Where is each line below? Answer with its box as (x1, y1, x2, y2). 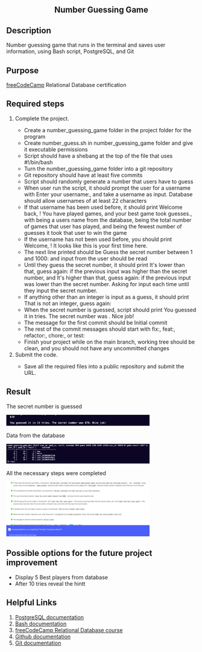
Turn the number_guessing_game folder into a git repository (24, 165, 173, 172)
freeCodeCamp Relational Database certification (6, 81, 127, 89)
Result (6, 386, 31, 397)
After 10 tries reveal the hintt (14, 580, 86, 587)
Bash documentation (14, 620, 67, 627)
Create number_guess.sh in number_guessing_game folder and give (24, 139, 194, 147)
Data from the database (6, 432, 65, 439)
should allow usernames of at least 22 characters (24, 197, 147, 204)
